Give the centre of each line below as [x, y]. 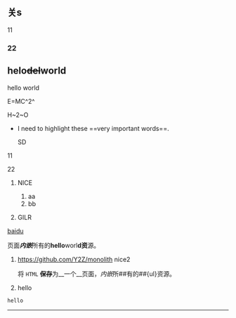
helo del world [37, 71]
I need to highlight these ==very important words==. [93, 128]
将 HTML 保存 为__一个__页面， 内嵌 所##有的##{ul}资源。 [96, 274]
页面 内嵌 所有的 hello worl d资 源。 [54, 245]
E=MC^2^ [21, 101]
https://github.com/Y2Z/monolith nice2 [74, 259]
